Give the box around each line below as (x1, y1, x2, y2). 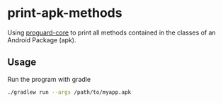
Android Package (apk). (7, 35, 76, 44)
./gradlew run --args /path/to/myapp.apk (7, 88, 132, 96)
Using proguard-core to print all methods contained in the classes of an (7, 28, 216, 37)
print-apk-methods (7, 5, 122, 21)
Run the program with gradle (7, 75, 91, 83)
